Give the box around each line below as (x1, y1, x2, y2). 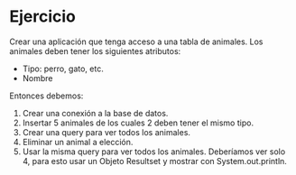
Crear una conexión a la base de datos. (22, 107, 169, 118)
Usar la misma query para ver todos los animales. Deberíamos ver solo (22, 146, 286, 157)
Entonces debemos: (9, 90, 84, 101)
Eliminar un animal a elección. (22, 136, 134, 147)
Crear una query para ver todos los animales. (22, 126, 191, 137)
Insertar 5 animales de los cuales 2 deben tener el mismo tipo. (22, 117, 254, 128)
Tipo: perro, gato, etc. (22, 63, 104, 74)
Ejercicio (9, 6, 77, 27)
